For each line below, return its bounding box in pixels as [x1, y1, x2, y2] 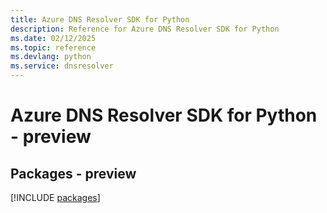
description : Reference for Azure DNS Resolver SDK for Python [10, 24, 280, 34]
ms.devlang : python [10, 52, 92, 62]
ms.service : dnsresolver [10, 61, 114, 71]
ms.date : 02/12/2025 [10, 33, 97, 43]
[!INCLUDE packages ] [10, 192, 101, 203]
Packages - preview [10, 165, 137, 182]
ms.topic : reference [10, 42, 97, 53]
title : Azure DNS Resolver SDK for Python [10, 14, 190, 25]
